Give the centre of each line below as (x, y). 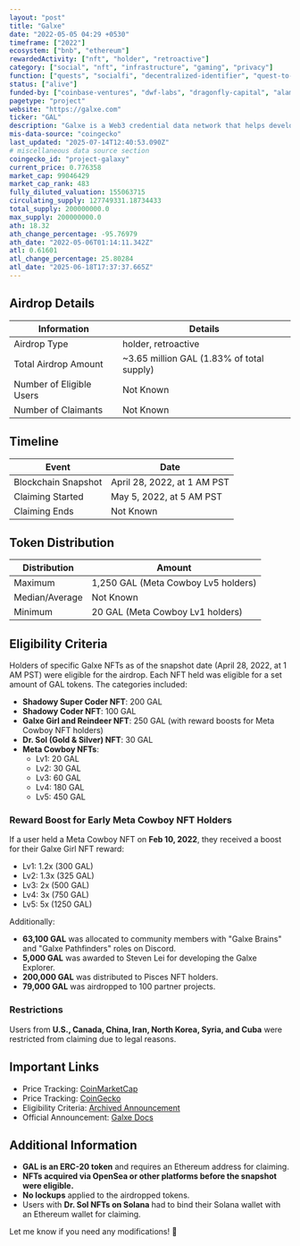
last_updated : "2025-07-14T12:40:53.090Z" (89, 142)
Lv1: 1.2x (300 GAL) (58, 866)
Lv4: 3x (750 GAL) (55, 895)
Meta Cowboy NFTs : (61, 749)
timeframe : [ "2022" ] (48, 43)
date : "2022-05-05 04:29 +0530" (69, 34)
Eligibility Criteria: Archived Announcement (101, 1107)
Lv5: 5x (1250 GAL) (57, 904)
